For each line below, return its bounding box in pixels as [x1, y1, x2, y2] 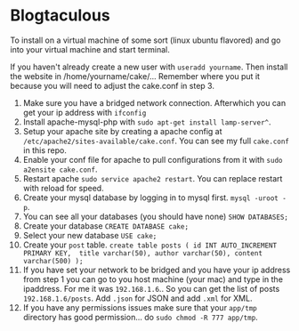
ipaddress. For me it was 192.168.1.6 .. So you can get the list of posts [22, 283, 280, 294]
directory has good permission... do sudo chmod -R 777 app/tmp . [22, 311, 259, 322]
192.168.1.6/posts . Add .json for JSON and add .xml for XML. [22, 293, 253, 303]
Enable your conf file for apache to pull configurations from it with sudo [22, 154, 283, 165]
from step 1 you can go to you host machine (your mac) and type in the [22, 273, 284, 285]
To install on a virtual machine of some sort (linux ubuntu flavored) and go [10, 35, 281, 45]
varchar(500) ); [22, 256, 84, 265]
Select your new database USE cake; [22, 230, 158, 240]
